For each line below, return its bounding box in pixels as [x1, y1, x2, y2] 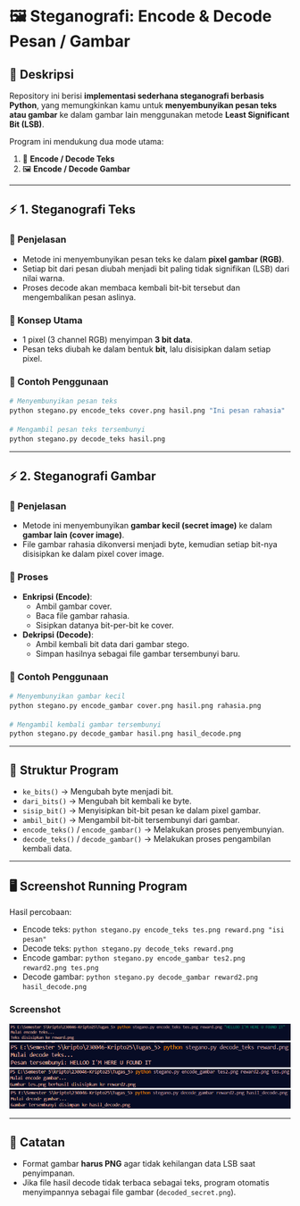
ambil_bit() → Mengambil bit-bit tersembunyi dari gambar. [21, 815, 240, 826]
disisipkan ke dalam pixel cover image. [21, 549, 165, 560]
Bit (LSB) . [9, 119, 45, 129]
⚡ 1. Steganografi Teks [9, 202, 136, 218]
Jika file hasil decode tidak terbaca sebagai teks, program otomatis [21, 1177, 270, 1188]
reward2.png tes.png [21, 963, 99, 972]
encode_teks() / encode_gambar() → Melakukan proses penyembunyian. [21, 824, 285, 835]
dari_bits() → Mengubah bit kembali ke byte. [21, 795, 192, 807]
